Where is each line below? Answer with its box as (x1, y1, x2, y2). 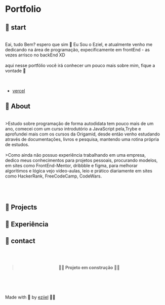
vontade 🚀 (5, 68, 26, 74)
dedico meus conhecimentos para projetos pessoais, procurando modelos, (5, 157, 158, 163)
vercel (12, 88, 26, 93)
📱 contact (5, 236, 36, 245)
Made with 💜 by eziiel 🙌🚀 (5, 294, 56, 300)
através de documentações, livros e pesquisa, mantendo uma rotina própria (5, 136, 159, 142)
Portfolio (5, 3, 41, 15)
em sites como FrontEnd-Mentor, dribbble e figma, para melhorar (5, 162, 138, 169)
